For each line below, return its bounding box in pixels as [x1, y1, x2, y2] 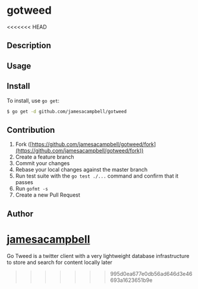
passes [15, 179, 33, 186]
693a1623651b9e [110, 276, 153, 284]
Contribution [7, 125, 55, 135]
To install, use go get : [7, 97, 60, 104]
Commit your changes [15, 160, 70, 167]
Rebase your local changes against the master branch [15, 166, 148, 173]
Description [7, 41, 51, 51]
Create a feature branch [15, 153, 74, 161]
